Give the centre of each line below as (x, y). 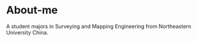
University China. (27, 32)
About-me (32, 10)
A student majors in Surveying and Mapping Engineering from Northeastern (99, 26)
